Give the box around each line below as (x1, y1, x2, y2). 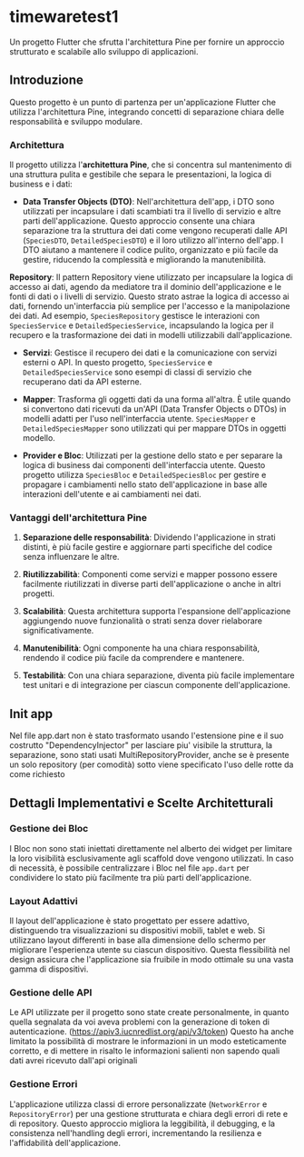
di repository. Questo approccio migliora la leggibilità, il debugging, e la (9, 1118, 275, 1129)
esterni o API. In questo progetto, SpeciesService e (22, 357, 213, 368)
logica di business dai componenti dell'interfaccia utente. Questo (22, 460, 266, 471)
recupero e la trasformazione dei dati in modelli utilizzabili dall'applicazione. (9, 330, 293, 341)
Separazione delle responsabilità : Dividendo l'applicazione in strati (22, 532, 276, 543)
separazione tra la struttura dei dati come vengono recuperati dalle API (22, 225, 288, 236)
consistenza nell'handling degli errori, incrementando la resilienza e (9, 1127, 262, 1138)
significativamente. (22, 625, 94, 636)
